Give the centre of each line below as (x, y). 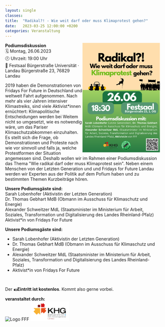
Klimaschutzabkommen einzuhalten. (42, 132)
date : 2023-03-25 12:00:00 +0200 (41, 26)
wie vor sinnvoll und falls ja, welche (41, 148)
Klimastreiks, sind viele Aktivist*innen (43, 106)
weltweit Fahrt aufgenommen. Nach (41, 96)
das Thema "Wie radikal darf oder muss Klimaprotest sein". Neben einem (79, 164)
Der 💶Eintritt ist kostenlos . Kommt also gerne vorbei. (59, 289)
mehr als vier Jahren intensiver (36, 101)
